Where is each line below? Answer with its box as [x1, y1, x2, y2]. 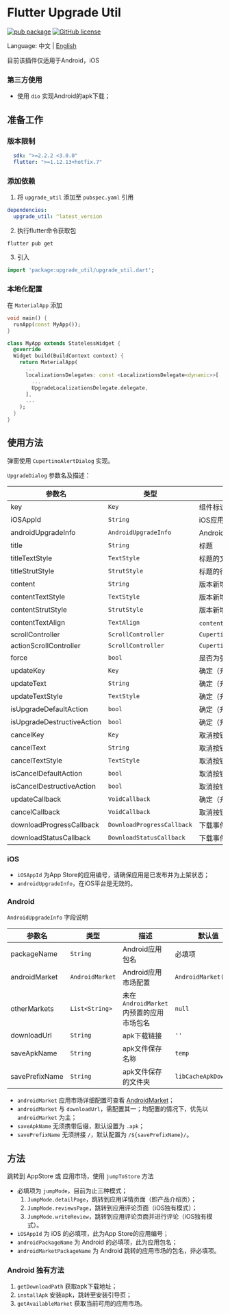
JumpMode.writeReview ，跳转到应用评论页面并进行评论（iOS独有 [27, 1213, 207, 1221]
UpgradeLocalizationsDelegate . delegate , [31, 384, 149, 392]
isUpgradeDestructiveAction [10, 717, 102, 726]
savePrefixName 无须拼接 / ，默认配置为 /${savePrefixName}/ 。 [16, 1130, 193, 1139]
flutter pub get [7, 240, 53, 247]
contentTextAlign [10, 617, 66, 627]
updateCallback [10, 794, 62, 804]
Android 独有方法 [7, 1265, 65, 1275]
